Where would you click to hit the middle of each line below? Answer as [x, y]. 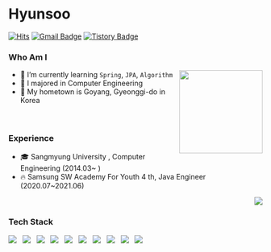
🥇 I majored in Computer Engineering [81, 83]
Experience [31, 138]
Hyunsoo [40, 14]
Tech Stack [31, 222]
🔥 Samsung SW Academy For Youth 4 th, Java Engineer [113, 176]
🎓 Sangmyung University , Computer [83, 156]
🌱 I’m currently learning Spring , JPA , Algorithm [96, 75]
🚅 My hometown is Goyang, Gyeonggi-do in [93, 92]
